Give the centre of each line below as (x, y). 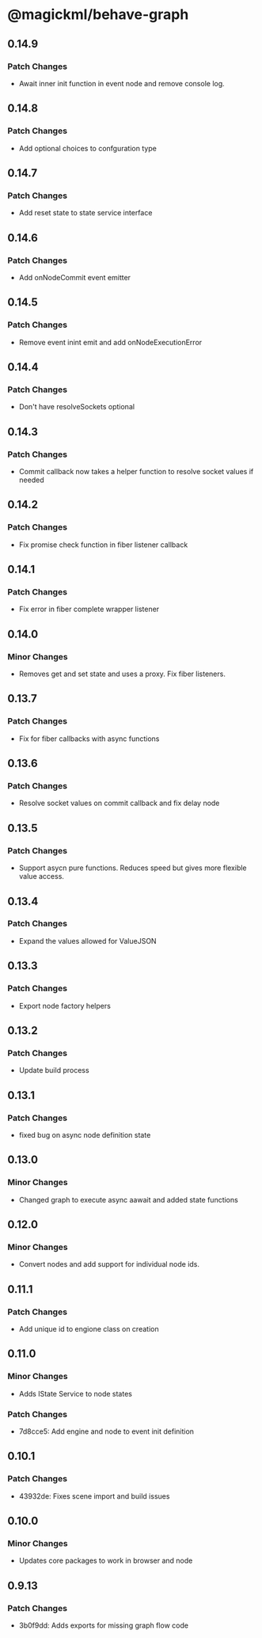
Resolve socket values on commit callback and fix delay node (119, 803)
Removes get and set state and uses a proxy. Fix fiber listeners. (122, 674)
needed (31, 480)
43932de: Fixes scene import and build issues (94, 1496)
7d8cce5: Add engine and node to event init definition (106, 1431)
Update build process (54, 1070)
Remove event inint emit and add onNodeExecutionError (110, 342)
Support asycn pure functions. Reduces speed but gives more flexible (133, 868)
